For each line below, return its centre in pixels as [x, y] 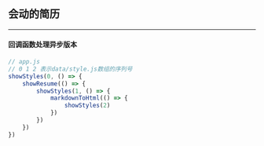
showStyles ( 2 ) [87, 106]
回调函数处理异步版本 [42, 45]
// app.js [24, 62]
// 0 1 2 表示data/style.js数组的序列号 [70, 69]
